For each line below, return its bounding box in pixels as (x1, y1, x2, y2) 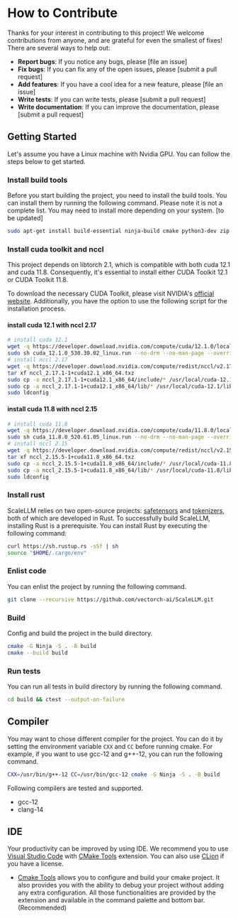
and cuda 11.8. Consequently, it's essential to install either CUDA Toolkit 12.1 (7, 268, 228, 276)
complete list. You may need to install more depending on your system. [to (7, 206, 225, 215)
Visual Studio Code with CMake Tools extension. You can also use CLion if (7, 852, 225, 860)
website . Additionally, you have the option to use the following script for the (7, 297, 228, 306)
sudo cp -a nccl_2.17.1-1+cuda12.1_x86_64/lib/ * (7, 382, 154, 390)
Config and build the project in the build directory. (7, 629, 153, 637)
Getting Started (7, 131, 77, 143)
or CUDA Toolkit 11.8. (7, 276, 69, 284)
